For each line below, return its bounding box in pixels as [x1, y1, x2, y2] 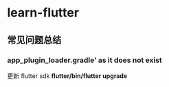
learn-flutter [7, 5, 80, 21]
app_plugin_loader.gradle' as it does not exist [7, 55, 163, 65]
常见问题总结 [7, 34, 62, 46]
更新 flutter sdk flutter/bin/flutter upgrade [7, 71, 128, 80]
